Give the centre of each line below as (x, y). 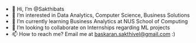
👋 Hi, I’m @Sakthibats (38, 9)
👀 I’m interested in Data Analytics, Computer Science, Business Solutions (101, 15)
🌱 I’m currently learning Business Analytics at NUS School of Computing (100, 21)
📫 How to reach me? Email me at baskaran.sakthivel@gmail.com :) (94, 34)
